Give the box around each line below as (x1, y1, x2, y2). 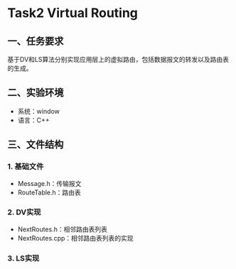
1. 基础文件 (7, 162, 44, 172)
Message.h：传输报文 (17, 179, 82, 187)
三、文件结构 (7, 138, 64, 150)
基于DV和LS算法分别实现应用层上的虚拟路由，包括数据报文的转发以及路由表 (7, 55, 230, 63)
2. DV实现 (7, 207, 41, 217)
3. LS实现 (7, 253, 40, 263)
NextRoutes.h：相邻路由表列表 (17, 225, 108, 234)
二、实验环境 (7, 87, 64, 99)
